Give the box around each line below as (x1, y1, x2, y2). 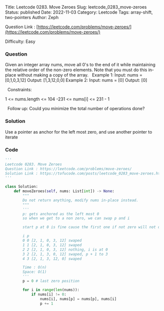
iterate (5, 134, 18, 140)
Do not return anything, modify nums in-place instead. (22, 197, 139, 203)
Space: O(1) (22, 270, 47, 274)
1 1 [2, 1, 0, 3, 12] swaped (22, 242, 82, 248)
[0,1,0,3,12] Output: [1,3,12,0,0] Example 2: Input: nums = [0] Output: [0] (5, 78, 147, 83)
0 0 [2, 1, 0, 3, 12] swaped (22, 238, 82, 243)
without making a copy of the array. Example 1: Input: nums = (17, 72, 143, 78)
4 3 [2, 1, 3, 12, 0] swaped (22, 256, 82, 261)
